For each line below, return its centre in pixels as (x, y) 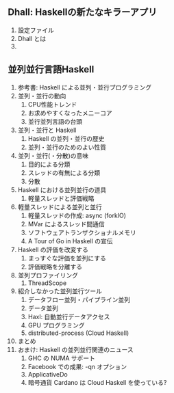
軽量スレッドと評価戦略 (61, 198)
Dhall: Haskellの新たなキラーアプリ (83, 12)
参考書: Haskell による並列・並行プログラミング (85, 87)
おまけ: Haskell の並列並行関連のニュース (75, 349)
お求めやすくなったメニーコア (70, 113)
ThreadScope (47, 283)
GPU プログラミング (56, 325)
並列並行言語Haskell (51, 69)
